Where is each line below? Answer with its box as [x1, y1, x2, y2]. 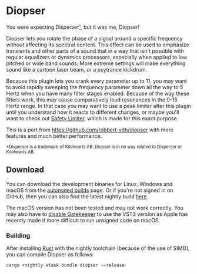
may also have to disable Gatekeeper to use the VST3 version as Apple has [6, 210, 188, 218]
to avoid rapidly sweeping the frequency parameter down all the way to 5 [6, 83, 183, 90]
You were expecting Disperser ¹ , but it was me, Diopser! [6, 23, 140, 31]
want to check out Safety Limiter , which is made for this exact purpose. [6, 114, 179, 121]
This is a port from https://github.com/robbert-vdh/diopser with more [6, 126, 173, 133]
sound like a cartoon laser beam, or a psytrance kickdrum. [6, 66, 148, 73]
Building [6, 231, 31, 239]
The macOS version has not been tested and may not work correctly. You [6, 204, 184, 211]
